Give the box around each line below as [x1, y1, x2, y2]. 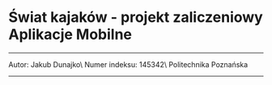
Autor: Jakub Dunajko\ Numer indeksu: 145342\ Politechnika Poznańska [8, 59, 249, 69]
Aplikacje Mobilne [8, 25, 132, 44]
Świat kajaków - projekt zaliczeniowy [8, 8, 263, 27]
